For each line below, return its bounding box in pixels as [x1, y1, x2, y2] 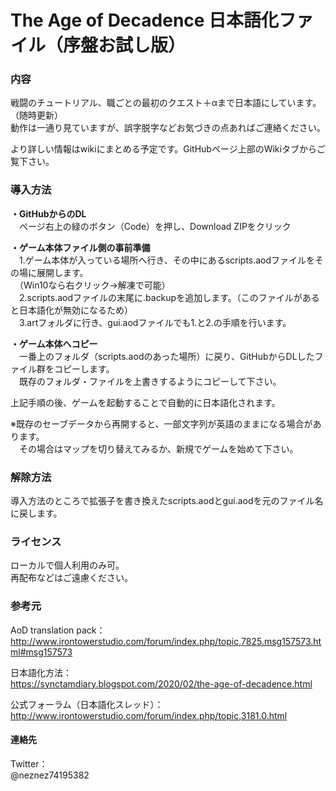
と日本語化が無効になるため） [10, 304, 133, 316]
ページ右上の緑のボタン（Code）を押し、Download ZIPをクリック [18, 220, 292, 232]
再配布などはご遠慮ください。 [10, 572, 133, 584]
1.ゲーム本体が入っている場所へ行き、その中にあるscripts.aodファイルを [18, 254, 316, 266]
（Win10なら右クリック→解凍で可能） [18, 279, 171, 291]
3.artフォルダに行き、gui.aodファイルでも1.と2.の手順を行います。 [18, 316, 292, 328]
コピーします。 [53, 362, 115, 375]
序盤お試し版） [63, 34, 187, 57]
